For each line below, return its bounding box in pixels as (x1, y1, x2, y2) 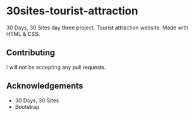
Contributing (6, 48, 55, 58)
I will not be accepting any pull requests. (6, 63, 106, 71)
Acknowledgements (6, 81, 83, 91)
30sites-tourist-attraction (6, 4, 138, 18)
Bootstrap (14, 103, 40, 110)
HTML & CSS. (6, 30, 40, 37)
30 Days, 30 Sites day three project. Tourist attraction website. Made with (6, 24, 189, 31)
